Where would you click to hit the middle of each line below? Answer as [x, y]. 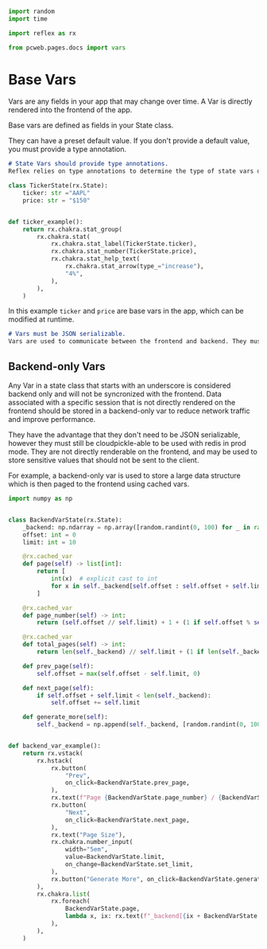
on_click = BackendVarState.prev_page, [128, 783]
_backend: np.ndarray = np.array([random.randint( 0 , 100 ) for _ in [136, 527]
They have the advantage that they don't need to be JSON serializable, [124, 435]
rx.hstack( [55, 760]
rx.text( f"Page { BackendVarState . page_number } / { [136, 798]
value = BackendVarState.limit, [115, 857]
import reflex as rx [43, 33]
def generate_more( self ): [66, 717]
